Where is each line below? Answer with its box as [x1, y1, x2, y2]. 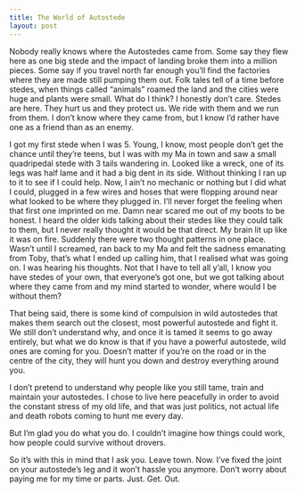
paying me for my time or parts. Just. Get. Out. [9, 473, 180, 484]
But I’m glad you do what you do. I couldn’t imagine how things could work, [9, 427, 285, 438]
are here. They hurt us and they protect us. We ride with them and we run [9, 103, 279, 113]
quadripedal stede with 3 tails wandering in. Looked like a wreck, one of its [9, 158, 285, 168]
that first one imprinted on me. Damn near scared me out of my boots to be [9, 205, 285, 216]
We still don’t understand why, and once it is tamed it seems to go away [9, 326, 273, 337]
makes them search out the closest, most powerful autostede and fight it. [9, 317, 278, 328]
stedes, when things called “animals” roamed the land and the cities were [9, 84, 279, 94]
